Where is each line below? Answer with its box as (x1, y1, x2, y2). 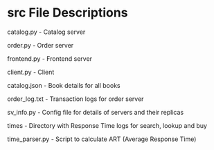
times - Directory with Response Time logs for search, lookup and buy (7, 121, 208, 129)
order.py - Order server (7, 41, 74, 49)
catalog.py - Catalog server (7, 28, 86, 36)
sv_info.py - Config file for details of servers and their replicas (7, 108, 184, 116)
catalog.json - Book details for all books (7, 81, 121, 89)
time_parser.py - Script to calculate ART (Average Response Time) (7, 135, 197, 143)
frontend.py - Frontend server (7, 54, 92, 63)
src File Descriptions (7, 5, 128, 21)
